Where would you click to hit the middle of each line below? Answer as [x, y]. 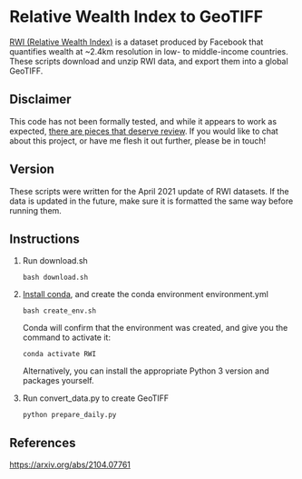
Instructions [44, 239]
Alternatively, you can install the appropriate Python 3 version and [146, 371]
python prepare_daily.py [69, 415]
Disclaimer [40, 100]
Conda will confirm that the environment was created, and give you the [155, 328]
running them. [35, 210]
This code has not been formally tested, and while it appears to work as [143, 121]
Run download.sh [55, 261]
